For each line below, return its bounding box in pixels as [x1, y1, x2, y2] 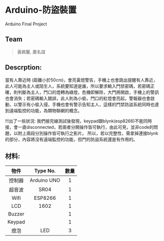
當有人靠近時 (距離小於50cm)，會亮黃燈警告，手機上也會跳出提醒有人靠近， [5, 77, 158, 83]
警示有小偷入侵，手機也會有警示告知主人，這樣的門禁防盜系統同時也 [18, 101, 155, 107]
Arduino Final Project [5, 21, 47, 27]
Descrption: [5, 63, 42, 72]
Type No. [34, 168, 56, 174]
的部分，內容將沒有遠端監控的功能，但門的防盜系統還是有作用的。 [5, 136, 138, 142]
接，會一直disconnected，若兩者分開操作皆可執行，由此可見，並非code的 [5, 124, 154, 130]
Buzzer [8, 211, 24, 217]
